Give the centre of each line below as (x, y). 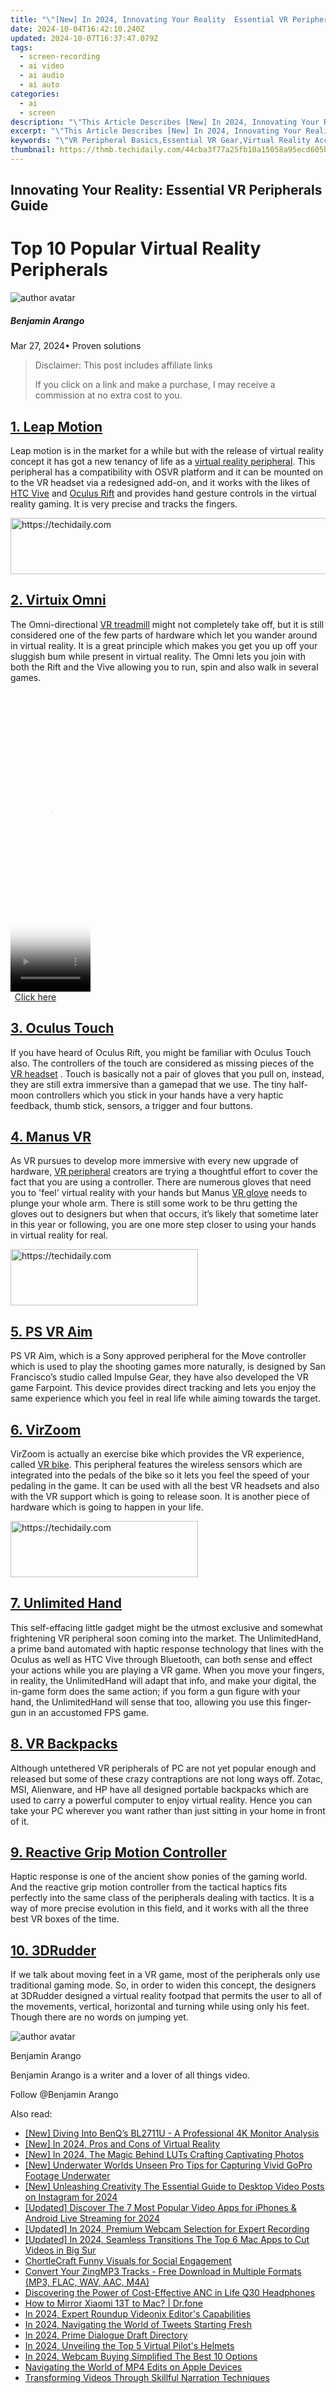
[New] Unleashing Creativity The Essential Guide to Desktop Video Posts (174, 2187)
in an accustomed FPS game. (89, 1712)
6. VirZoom (46, 1429)
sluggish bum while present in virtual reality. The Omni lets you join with (158, 656)
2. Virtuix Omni (58, 600)
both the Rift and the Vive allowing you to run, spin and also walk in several (164, 667)
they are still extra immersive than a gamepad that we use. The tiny (148, 1084)
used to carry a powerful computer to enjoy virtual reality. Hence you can (161, 1800)
